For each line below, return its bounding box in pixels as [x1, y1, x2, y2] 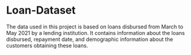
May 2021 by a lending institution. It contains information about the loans [6, 29, 185, 36]
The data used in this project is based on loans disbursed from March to [6, 23, 184, 30]
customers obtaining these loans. [6, 42, 88, 49]
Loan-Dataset [6, 4, 76, 17]
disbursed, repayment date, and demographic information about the [6, 35, 173, 43]
